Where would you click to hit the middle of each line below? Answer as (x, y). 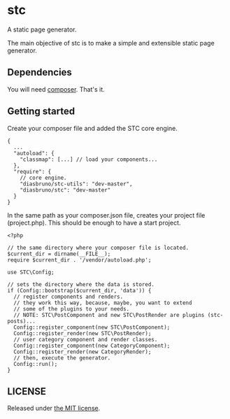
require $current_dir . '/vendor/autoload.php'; (79, 260)
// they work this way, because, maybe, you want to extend (103, 303)
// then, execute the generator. (62, 358)
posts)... (22, 321)
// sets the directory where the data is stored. (81, 284)
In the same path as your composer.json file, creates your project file (106, 215)
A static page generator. (42, 29)
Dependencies (39, 72)
